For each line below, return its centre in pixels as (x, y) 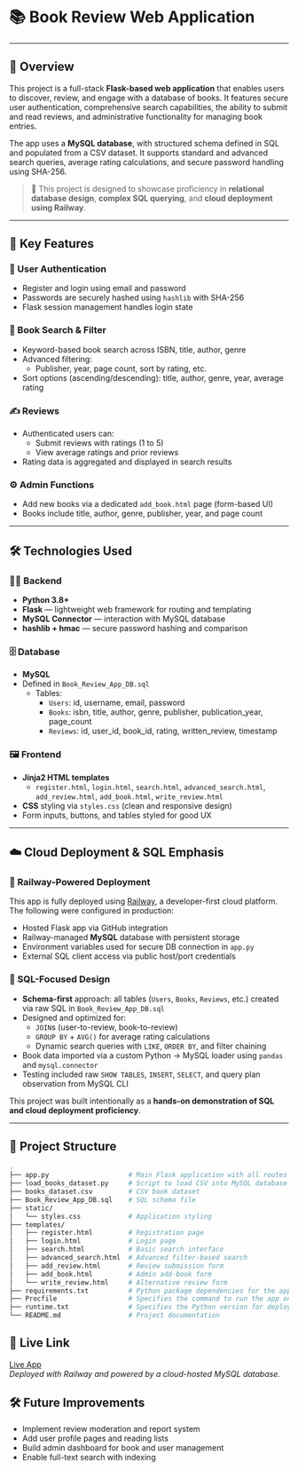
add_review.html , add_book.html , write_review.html (129, 796)
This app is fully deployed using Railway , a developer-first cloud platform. (143, 901)
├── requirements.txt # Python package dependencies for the (142, 1291)
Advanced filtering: (57, 359)
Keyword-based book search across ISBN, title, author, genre (134, 349)
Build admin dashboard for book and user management (123, 1447)
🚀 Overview (42, 67)
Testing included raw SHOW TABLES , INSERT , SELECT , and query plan (141, 1074)
